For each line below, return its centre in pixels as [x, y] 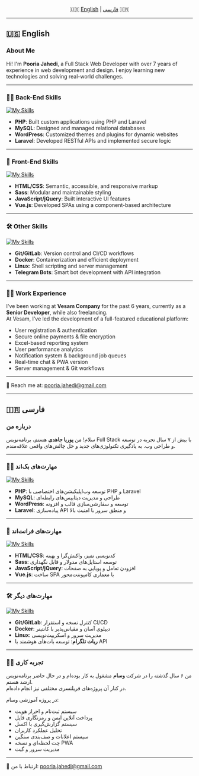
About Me [21, 51]
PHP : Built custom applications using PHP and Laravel [81, 121]
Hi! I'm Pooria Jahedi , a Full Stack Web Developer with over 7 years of [92, 64]
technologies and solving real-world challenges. [65, 76]
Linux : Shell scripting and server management [71, 266]
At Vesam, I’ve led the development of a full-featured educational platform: [97, 319]
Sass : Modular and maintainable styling [63, 193]
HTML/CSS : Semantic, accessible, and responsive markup [86, 186]
